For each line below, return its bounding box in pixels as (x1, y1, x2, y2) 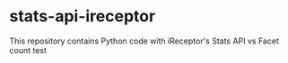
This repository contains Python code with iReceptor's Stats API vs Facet (9, 35, 280, 46)
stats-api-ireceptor (9, 6, 156, 27)
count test (9, 44, 48, 55)
